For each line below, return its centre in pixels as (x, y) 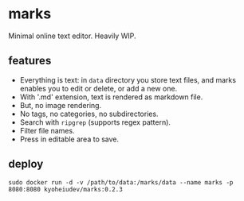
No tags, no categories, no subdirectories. (89, 114)
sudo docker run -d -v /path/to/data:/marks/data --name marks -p (121, 182)
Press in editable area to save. (69, 139)
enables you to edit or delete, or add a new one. (98, 88)
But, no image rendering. (61, 105)
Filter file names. (47, 130)
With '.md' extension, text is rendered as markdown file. (111, 97)
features (30, 61)
